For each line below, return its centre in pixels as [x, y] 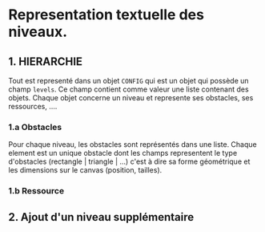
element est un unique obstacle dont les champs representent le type [123, 153]
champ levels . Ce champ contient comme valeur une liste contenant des [129, 89]
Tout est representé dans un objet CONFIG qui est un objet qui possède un [129, 81]
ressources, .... [33, 106]
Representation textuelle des [106, 15]
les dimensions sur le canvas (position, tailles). [85, 170]
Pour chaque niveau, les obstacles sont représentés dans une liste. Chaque [133, 144]
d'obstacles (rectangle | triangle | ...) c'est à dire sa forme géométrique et [129, 161]
